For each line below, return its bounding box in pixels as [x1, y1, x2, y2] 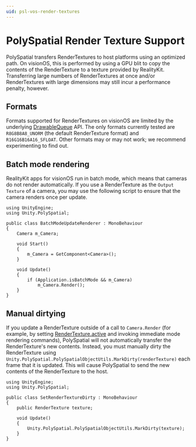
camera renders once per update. [6, 194, 87, 201]
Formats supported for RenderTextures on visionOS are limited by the [6, 117, 174, 124]
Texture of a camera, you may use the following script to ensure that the [6, 188, 181, 195]
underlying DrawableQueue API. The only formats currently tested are [6, 124, 175, 131]
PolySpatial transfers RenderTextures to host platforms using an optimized [6, 54, 186, 61]
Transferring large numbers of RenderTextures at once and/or [6, 72, 156, 79]
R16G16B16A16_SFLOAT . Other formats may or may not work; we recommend [6, 136, 186, 143]
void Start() [16, 241, 49, 247]
